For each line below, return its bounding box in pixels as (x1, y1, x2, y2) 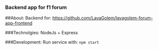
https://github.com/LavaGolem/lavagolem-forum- (52, 15, 153, 21)
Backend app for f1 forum (5, 4, 67, 11)
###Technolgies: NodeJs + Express (5, 30, 78, 36)
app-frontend (5, 20, 33, 26)
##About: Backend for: (5, 15, 51, 21)
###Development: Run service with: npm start (5, 39, 99, 45)
